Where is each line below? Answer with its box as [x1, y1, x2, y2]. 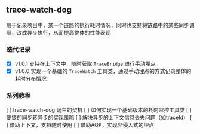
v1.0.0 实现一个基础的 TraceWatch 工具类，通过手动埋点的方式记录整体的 [14, 68, 192, 75]
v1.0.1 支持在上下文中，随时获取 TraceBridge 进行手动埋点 [14, 60, 156, 68]
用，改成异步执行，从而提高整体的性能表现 [6, 29, 111, 36]
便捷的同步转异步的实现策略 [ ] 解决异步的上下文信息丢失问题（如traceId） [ [6, 114, 192, 121]
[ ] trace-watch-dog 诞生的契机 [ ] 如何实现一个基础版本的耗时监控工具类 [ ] [6, 106, 192, 113]
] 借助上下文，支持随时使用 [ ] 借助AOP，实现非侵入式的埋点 [6, 121, 154, 128]
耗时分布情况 [14, 75, 47, 83]
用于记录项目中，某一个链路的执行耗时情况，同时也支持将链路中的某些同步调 [6, 21, 195, 29]
